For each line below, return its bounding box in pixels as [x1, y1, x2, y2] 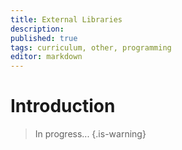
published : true [10, 33, 78, 43]
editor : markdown [10, 52, 83, 62]
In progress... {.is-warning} [34, 128, 147, 140]
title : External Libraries [10, 14, 123, 25]
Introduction [10, 95, 116, 118]
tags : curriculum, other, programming [10, 42, 172, 53]
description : [10, 24, 65, 34]
